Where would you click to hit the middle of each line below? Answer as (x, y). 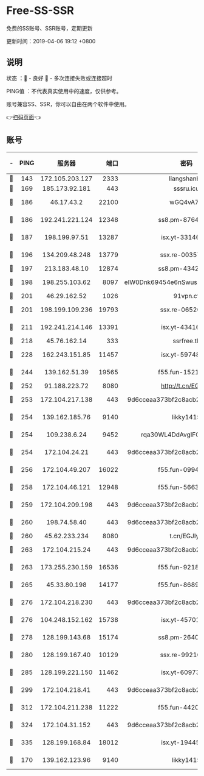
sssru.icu (186, 188)
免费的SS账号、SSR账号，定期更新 (49, 28)
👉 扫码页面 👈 (24, 117)
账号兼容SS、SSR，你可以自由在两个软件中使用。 (68, 104)
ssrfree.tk (186, 341)
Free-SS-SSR (40, 11)
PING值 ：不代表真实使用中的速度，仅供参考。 (64, 91)
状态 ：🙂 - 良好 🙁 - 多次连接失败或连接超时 (59, 78)
